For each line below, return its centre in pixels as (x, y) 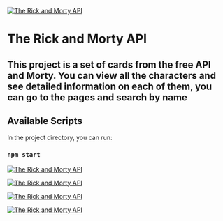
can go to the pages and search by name (97, 97)
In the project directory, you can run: (60, 138)
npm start (24, 155)
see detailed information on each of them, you (109, 86)
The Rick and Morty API (77, 39)
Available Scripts (45, 121)
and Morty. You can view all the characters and (112, 76)
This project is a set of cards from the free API (109, 64)
